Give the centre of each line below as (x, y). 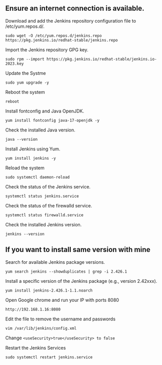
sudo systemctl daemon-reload (38, 177)
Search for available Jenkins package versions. (55, 262)
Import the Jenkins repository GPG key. (47, 50)
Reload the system (25, 168)
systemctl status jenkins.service (42, 196)
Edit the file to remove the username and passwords (60, 319)
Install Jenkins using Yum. (33, 149)
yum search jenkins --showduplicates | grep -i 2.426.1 (66, 272)
